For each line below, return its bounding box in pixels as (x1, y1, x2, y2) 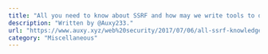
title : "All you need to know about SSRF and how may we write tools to (8, 11, 255, 20)
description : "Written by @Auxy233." (8, 19, 134, 27)
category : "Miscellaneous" (8, 33, 98, 42)
